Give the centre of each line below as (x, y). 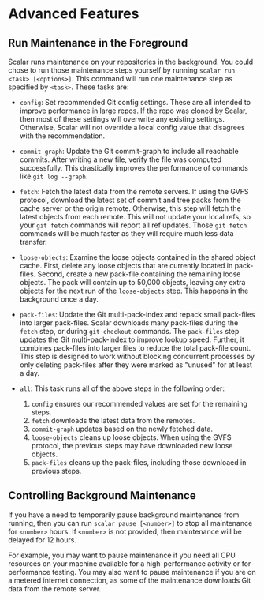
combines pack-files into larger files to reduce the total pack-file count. (135, 348)
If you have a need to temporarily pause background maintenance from (124, 515)
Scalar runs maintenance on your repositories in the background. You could (131, 62)
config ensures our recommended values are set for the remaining (139, 404)
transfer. (33, 242)
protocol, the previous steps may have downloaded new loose (132, 446)
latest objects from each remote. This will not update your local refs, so (135, 217)
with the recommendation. (62, 136)
